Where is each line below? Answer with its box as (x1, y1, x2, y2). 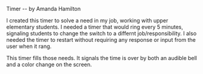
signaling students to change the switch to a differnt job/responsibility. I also (6, 30, 197, 37)
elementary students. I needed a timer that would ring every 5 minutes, (6, 24, 184, 30)
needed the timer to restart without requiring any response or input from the (6, 36, 196, 43)
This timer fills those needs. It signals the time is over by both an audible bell (6, 55, 198, 61)
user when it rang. (6, 42, 52, 50)
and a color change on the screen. (6, 61, 92, 68)
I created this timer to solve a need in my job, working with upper (6, 17, 168, 24)
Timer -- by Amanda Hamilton (6, 5, 81, 12)
